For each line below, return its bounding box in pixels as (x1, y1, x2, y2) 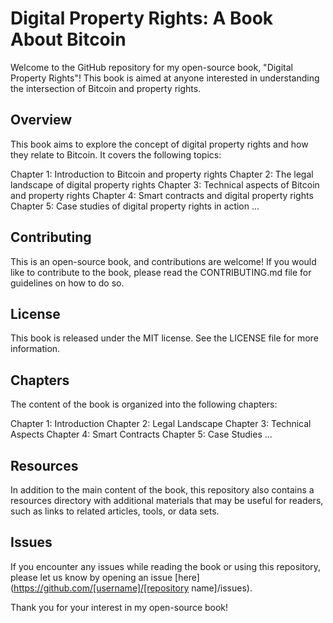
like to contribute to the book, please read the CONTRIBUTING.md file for (10, 266, 312, 278)
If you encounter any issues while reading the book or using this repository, (10, 560, 322, 572)
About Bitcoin (10, 28, 127, 51)
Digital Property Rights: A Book (10, 7, 274, 30)
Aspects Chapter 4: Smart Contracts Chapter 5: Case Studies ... (10, 428, 273, 441)
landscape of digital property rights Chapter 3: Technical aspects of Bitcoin (10, 178, 320, 191)
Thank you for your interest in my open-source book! (10, 601, 229, 613)
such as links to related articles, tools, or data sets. (10, 505, 220, 517)
